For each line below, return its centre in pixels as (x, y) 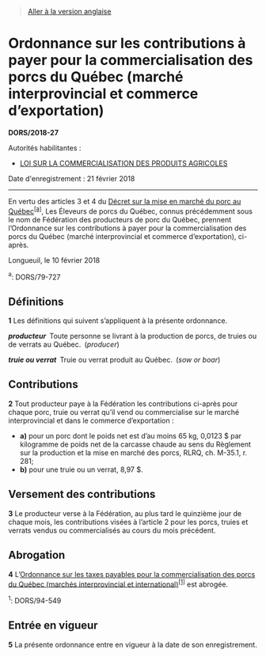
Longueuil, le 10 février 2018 (54, 260)
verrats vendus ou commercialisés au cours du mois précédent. (112, 530)
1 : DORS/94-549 (35, 600)
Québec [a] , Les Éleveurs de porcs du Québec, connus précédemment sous (131, 211)
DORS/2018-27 (34, 132)
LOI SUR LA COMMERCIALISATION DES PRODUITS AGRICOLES (123, 163)
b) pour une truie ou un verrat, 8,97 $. (81, 469)
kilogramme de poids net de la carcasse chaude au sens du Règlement (135, 444)
